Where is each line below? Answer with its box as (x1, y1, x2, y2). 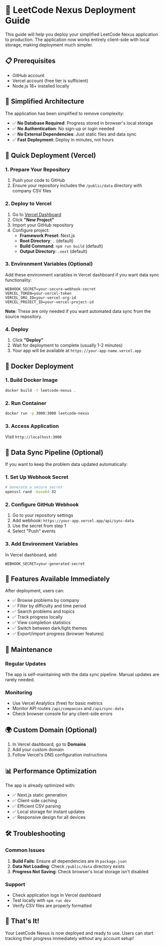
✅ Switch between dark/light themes (12, 625, 87, 631)
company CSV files (12, 188, 52, 194)
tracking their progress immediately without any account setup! (5, 935, 134, 941)
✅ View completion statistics (12, 620, 71, 626)
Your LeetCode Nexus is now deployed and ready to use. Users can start (5, 930, 154, 936)
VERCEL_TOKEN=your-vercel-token (5, 291, 72, 296)
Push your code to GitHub (12, 178, 65, 183)
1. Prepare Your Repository (5, 166, 71, 173)
